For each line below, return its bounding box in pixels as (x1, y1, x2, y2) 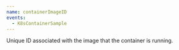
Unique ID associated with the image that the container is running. (6, 37, 173, 45)
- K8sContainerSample (12, 20, 67, 26)
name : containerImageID (6, 9, 67, 15)
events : (6, 15, 26, 21)
